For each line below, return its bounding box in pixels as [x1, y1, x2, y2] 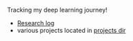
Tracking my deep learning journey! [7, 6, 108, 14]
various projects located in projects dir [16, 27, 126, 34]
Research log [16, 19, 55, 27]
